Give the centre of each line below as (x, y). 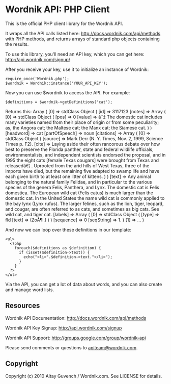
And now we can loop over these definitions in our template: (68, 229)
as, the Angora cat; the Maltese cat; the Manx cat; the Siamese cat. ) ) (79, 127)
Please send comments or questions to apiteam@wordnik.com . (72, 347)
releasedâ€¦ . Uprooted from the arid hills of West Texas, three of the (77, 165)
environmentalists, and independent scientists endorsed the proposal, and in (85, 155)
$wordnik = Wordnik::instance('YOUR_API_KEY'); (57, 83)
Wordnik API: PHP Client (58, 9)
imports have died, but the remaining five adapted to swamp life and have (82, 171)
